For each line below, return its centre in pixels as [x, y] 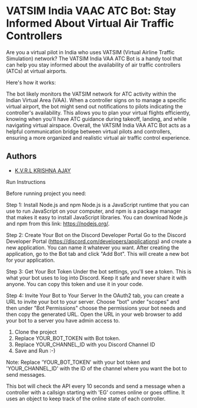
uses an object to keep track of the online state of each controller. [86, 399]
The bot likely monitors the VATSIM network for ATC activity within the [91, 94]
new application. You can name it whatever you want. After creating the [93, 247]
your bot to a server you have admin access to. [63, 320]
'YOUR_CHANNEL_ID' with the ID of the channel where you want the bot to [96, 368]
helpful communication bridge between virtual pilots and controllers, [89, 131]
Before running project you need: [46, 193]
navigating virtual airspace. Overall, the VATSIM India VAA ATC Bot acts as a [98, 125]
